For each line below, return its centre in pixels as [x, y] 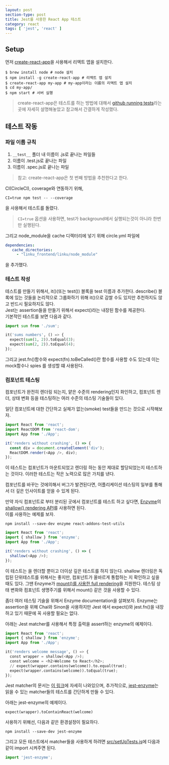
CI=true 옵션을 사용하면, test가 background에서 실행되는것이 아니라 [84, 218]
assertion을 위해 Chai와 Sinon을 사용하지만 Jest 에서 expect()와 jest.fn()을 [80, 607]
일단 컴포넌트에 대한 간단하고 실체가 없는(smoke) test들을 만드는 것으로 [75, 409]
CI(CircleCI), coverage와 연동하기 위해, [45, 188]
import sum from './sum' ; [32, 326]
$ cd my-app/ [19, 87]
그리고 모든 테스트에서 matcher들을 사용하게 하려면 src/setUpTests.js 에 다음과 [82, 742]
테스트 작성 [18, 279]
